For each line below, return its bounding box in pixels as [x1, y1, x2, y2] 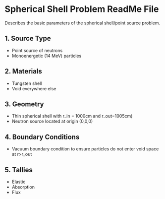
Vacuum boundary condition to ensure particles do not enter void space [11, 146, 159, 152]
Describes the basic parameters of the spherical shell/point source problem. [4, 20, 161, 26]
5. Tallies [4, 165, 33, 174]
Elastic [11, 179, 26, 185]
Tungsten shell [11, 80, 42, 86]
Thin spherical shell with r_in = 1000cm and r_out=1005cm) [11, 113, 133, 119]
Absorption [11, 184, 35, 190]
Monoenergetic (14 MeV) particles [11, 53, 82, 59]
